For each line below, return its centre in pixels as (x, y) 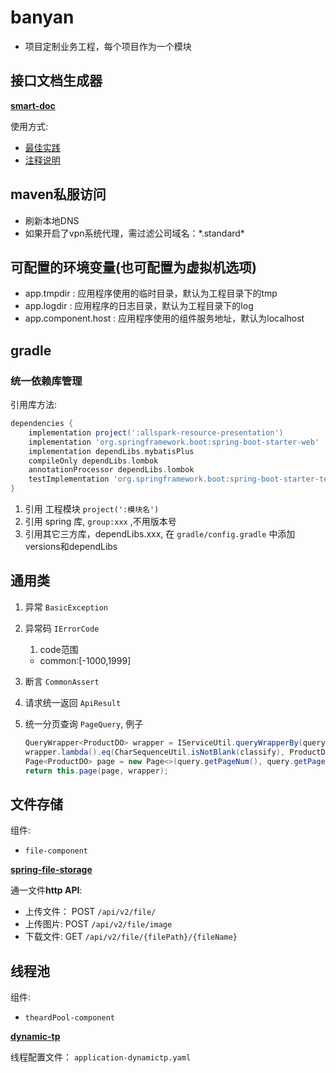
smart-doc (33, 105)
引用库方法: (34, 405)
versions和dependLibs (71, 547)
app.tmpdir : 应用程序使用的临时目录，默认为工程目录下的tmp (151, 293)
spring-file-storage (51, 870)
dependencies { (42, 424)
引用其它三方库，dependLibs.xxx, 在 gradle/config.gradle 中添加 (160, 534)
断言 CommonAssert (62, 681)
